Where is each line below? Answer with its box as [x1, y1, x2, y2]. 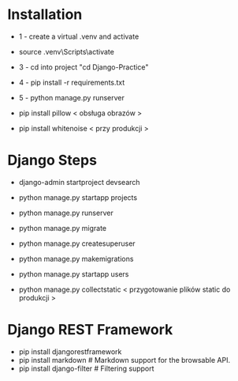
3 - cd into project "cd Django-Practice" [18, 62, 149, 72]
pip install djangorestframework [18, 346, 122, 356]
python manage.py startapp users [18, 269, 129, 278]
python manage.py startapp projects [18, 192, 138, 202]
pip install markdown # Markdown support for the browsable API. [18, 355, 230, 364]
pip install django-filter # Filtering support [18, 364, 154, 373]
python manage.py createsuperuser [18, 239, 136, 248]
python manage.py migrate [18, 223, 107, 232]
